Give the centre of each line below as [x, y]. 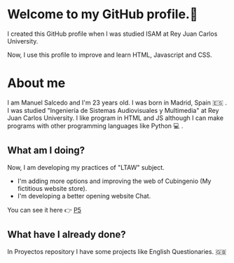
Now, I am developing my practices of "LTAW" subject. [86, 167]
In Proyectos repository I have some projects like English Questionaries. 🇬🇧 [117, 251]
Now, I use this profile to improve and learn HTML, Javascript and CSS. [110, 55]
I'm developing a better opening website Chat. [84, 196]
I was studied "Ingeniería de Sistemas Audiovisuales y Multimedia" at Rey [113, 110]
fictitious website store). [52, 188]
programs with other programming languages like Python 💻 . [95, 126]
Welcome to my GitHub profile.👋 [103, 14]
